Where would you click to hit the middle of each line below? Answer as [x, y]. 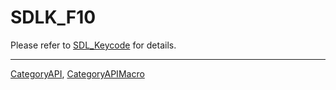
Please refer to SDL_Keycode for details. [93, 45]
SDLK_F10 [53, 17]
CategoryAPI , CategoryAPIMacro [77, 73]
